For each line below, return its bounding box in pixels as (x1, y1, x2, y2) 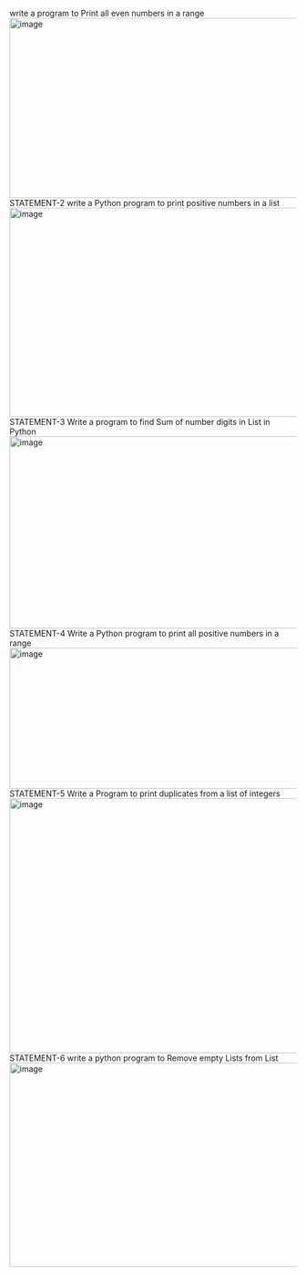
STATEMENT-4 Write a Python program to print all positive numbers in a (9, 628, 280, 638)
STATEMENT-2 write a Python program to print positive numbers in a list (9, 198, 280, 208)
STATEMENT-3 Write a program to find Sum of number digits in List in (9, 417, 270, 427)
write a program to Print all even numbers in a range (9, 8, 205, 18)
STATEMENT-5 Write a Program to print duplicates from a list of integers (9, 788, 280, 799)
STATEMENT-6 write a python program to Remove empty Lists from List (9, 1053, 279, 1063)
